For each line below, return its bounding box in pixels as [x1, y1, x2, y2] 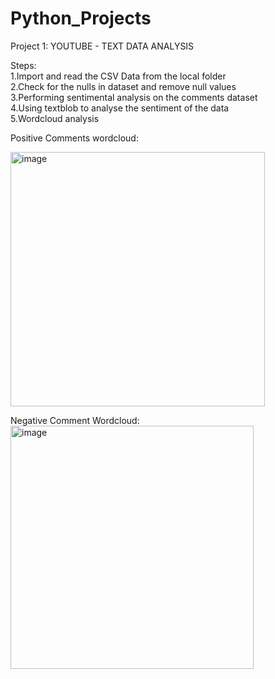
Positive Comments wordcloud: [10, 132, 139, 144]
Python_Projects [10, 7, 152, 30]
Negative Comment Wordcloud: [10, 414, 140, 426]
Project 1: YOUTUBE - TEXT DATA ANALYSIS [10, 40, 195, 52]
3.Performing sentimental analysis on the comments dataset [10, 91, 258, 103]
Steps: [10, 59, 37, 71]
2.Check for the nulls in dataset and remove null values [10, 80, 237, 92]
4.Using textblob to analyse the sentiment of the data [10, 102, 230, 114]
